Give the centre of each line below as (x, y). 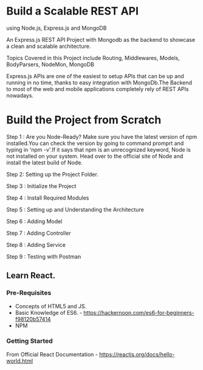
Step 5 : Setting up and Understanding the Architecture (75, 209)
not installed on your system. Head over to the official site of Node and (95, 156)
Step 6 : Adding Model (34, 221)
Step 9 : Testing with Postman (44, 257)
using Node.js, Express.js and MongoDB (57, 28)
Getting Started (29, 341)
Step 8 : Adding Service (36, 244)
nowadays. (20, 95)
